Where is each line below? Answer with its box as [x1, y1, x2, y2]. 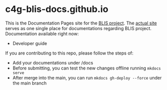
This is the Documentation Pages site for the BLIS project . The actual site [5, 20, 157, 26]
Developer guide [12, 40, 47, 46]
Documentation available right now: [5, 30, 79, 36]
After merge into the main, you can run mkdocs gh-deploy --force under [12, 74, 162, 80]
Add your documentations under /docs [12, 59, 93, 65]
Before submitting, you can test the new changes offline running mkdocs [12, 65, 161, 71]
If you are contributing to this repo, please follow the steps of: [5, 50, 134, 56]
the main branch [12, 80, 47, 86]
